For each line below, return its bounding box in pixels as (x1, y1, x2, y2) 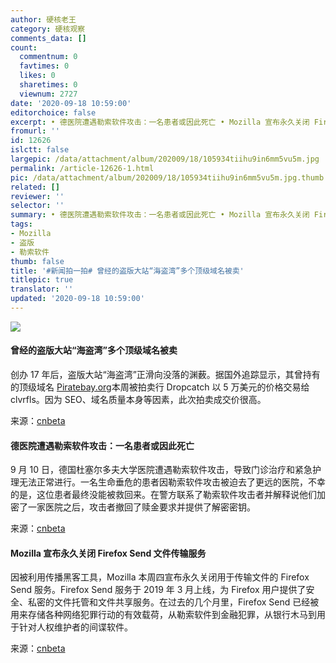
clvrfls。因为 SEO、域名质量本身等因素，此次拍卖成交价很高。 (10, 394, 267, 406)
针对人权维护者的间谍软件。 (18, 621, 133, 633)
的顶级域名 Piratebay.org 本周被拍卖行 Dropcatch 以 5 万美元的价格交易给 (10, 381, 310, 393)
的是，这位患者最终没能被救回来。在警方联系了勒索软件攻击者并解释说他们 (10, 489, 317, 501)
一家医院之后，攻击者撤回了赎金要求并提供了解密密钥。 (27, 501, 256, 513)
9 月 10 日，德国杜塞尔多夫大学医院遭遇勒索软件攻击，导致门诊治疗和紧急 (10, 464, 313, 476)
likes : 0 (19, 71, 56, 81)
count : (10, 42, 38, 53)
